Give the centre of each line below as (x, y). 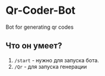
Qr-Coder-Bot (41, 10)
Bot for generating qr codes (40, 27)
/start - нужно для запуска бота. (57, 60)
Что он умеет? (34, 46)
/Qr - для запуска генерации (50, 66)
